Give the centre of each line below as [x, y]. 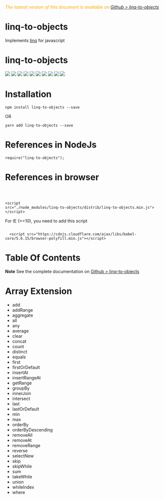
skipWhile [22, 466]
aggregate [23, 315]
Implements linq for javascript [35, 40]
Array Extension [39, 291]
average [21, 331]
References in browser [52, 177]
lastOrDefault [25, 409]
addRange [23, 310]
